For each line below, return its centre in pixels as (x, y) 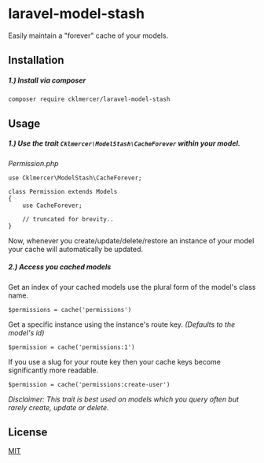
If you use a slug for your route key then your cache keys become (115, 361)
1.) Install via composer (47, 80)
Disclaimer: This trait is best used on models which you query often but (124, 399)
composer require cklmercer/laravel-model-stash (89, 99)
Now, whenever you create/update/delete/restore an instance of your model (131, 240)
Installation (36, 60)
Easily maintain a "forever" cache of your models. (88, 35)
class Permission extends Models (63, 191)
